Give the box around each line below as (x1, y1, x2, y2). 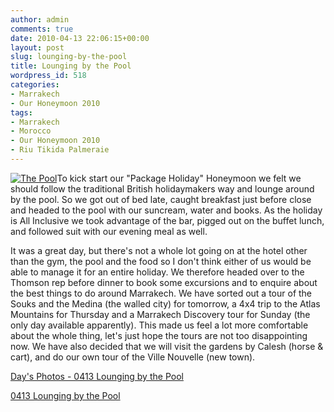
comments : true (10, 24, 74, 34)
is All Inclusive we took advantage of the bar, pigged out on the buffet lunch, (10, 214, 325, 226)
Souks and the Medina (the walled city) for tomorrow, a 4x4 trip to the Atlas (10, 297, 321, 310)
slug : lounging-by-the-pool (10, 52, 128, 62)
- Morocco (10, 126, 52, 136)
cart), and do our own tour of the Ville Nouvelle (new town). (10, 351, 256, 363)
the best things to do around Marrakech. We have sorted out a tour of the (10, 287, 313, 299)
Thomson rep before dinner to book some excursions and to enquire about (10, 276, 318, 288)
